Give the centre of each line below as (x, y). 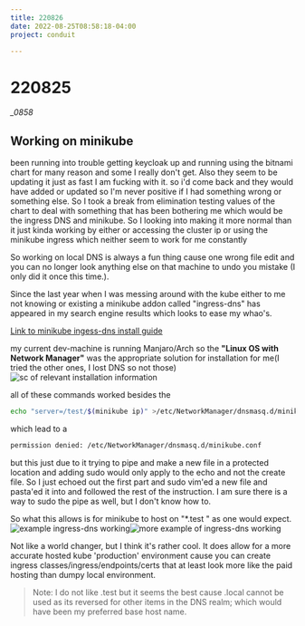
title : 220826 (37, 18)
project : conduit (43, 34)
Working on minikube (72, 141)
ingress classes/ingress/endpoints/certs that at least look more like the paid (152, 565)
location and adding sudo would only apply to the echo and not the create (148, 472)
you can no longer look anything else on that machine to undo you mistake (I (153, 267)
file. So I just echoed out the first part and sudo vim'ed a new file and (139, 482)
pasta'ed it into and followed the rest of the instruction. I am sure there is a (149, 491)
